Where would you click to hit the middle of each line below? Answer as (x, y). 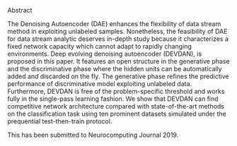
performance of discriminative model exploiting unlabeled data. (100, 84)
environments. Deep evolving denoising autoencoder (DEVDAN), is (105, 54)
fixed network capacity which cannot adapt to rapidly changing (100, 46)
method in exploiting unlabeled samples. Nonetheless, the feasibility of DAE (117, 31)
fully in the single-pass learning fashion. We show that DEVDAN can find (113, 99)
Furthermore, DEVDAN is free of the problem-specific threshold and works (116, 91)
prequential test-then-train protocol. (60, 121)
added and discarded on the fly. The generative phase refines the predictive (118, 76)
